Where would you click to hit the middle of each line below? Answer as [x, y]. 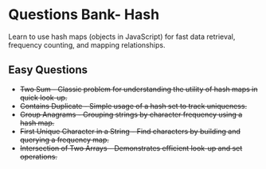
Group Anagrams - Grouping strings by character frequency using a [131, 114]
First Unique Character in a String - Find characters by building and [130, 131]
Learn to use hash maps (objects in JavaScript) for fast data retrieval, [122, 36]
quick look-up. [43, 98]
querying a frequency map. [65, 140]
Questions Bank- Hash [84, 15]
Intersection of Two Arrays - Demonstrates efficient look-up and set [131, 148]
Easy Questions [48, 70]
